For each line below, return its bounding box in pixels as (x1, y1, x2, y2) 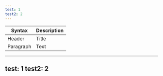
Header (7, 35, 25, 42)
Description (36, 27, 64, 34)
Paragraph (7, 43, 32, 50)
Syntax (11, 27, 28, 34)
